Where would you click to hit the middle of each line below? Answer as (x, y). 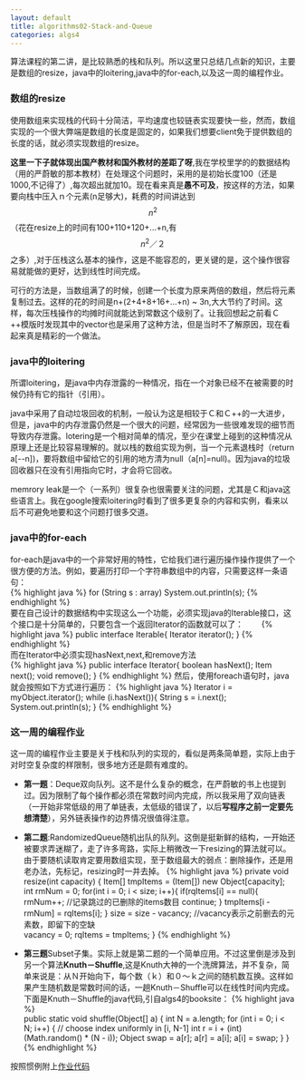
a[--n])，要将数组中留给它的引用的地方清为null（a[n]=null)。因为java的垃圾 (150, 459)
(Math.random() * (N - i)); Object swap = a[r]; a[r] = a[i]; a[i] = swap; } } (157, 1037)
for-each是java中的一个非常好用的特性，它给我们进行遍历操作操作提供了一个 (153, 559)
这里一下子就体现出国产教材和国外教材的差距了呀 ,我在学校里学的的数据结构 (150, 162)
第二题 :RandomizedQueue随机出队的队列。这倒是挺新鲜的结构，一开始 (155, 837)
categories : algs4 (45, 34)
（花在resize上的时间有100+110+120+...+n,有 (94, 228)
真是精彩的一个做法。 (66, 336)
